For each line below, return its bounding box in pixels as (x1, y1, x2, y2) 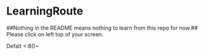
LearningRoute (6, 4, 84, 18)
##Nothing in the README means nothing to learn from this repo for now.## (6, 24, 198, 31)
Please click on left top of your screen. (6, 30, 104, 37)
